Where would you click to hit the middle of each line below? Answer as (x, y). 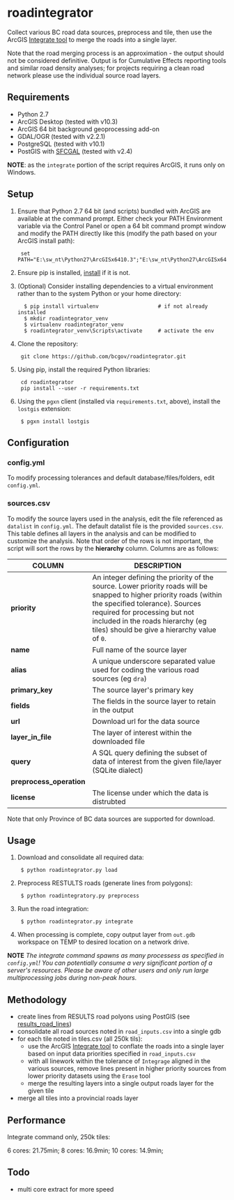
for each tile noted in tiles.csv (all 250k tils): (80, 1039)
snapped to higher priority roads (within (157, 595)
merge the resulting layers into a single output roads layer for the (121, 1083)
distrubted (109, 801)
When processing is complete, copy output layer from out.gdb (106, 935)
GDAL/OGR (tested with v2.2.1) (61, 136)
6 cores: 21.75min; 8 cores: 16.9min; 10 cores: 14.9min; (85, 1150)
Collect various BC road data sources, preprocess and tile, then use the (110, 32)
